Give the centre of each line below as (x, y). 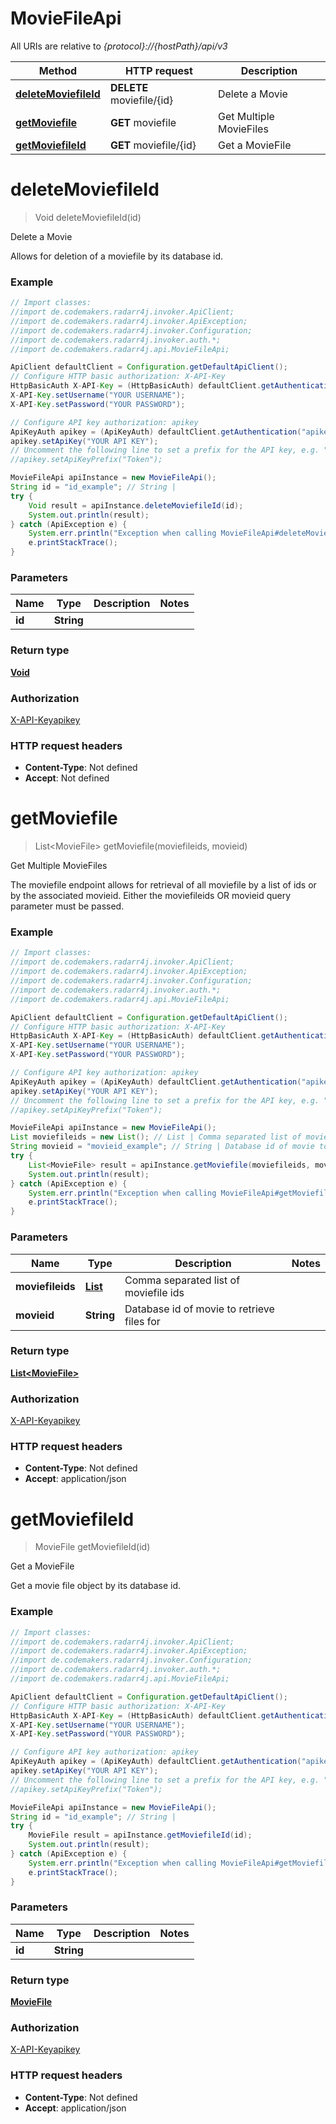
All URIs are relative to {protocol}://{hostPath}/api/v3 (119, 46)
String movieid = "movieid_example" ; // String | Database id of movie (162, 1147)
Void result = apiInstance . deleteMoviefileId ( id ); (136, 505)
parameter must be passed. (67, 906)
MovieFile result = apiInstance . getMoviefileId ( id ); (140, 1835)
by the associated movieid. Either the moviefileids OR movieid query (151, 896)
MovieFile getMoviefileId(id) (92, 1547)
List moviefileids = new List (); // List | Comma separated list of (156, 1137)
